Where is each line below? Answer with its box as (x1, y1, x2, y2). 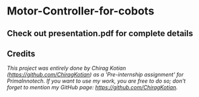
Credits (7, 48, 36, 58)
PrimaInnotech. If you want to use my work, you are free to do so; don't (7, 77, 186, 85)
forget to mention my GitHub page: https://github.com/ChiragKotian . (7, 84, 178, 91)
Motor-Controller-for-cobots (7, 4, 155, 18)
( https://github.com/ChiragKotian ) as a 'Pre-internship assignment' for (7, 71, 184, 78)
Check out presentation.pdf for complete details (7, 28, 194, 39)
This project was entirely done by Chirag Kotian (7, 64, 126, 72)
